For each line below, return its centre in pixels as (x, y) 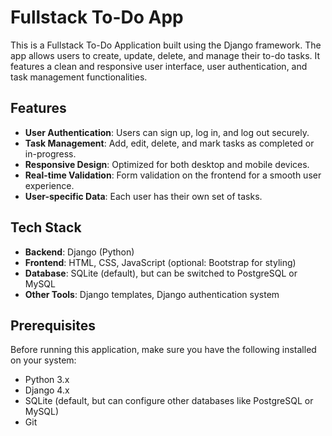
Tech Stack (46, 227)
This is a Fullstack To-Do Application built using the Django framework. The (166, 45)
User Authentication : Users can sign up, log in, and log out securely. (167, 132)
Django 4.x (47, 390)
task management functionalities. (79, 77)
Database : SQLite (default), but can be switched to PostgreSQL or (161, 273)
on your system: (43, 360)
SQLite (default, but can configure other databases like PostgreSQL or (169, 401)
